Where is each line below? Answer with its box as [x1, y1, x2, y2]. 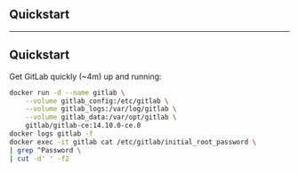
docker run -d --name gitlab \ [9, 88, 125, 97]
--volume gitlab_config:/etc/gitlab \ [25, 97, 169, 106]
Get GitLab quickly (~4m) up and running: [9, 71, 162, 82]
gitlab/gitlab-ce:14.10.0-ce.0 [25, 121, 141, 130]
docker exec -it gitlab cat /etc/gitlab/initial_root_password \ [9, 137, 256, 146]
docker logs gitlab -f [9, 129, 93, 138]
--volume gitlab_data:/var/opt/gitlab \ [25, 113, 177, 122]
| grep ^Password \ [9, 145, 82, 154]
